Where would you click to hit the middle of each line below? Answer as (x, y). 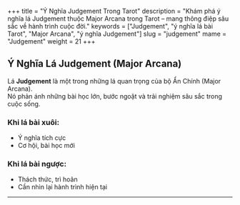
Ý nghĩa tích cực (42, 138)
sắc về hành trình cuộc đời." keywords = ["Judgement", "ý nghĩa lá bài (110, 26)
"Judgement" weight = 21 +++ (51, 41)
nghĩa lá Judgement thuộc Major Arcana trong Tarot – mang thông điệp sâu (118, 19)
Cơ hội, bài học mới (46, 146)
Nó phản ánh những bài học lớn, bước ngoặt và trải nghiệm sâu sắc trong (115, 96)
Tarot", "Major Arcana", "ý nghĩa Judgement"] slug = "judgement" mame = (117, 34)
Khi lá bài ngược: (37, 164)
